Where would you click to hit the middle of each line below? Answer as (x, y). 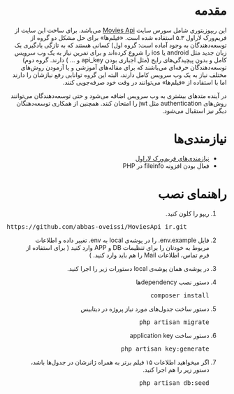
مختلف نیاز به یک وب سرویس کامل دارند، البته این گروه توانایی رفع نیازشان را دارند (119, 75)
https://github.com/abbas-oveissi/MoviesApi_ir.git (97, 226)
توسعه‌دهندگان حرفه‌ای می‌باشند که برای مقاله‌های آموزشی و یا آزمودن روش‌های (124, 67)
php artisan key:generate (165, 349)
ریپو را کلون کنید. (188, 213)
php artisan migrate (174, 322)
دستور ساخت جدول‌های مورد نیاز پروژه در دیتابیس (145, 309)
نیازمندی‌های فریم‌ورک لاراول (172, 158)
